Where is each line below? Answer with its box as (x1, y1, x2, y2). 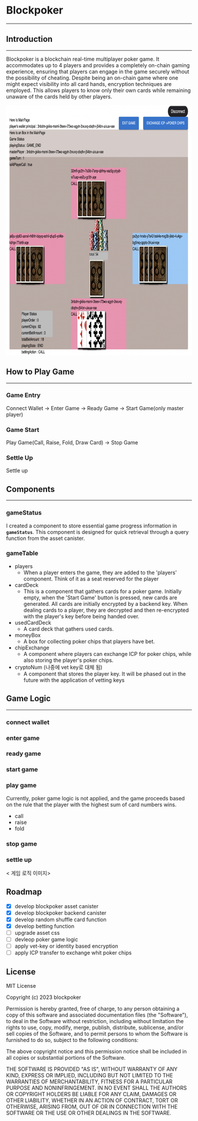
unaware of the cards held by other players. (6, 93, 113, 100)
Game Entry (6, 391, 41, 400)
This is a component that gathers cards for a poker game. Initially (23, 588, 181, 595)
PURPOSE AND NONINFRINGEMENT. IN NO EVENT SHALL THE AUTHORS (6, 1084, 187, 1091)
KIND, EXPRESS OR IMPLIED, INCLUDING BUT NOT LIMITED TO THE (6, 1072, 173, 1079)
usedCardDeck (14, 619, 51, 626)
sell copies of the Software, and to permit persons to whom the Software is (6, 1030, 189, 1037)
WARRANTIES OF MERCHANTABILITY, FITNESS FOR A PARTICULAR (6, 1078, 173, 1085)
